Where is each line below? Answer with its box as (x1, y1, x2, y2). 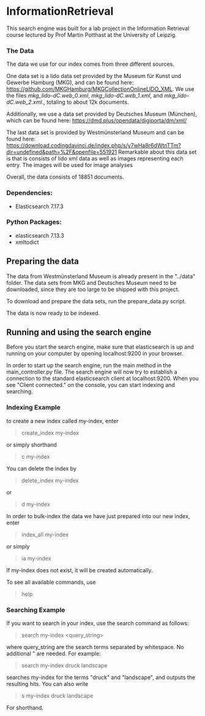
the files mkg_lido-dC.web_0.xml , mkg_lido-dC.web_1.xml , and (6, 92, 163, 99)
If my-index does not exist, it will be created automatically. (6, 566, 153, 574)
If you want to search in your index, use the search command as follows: (6, 620, 189, 627)
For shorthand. (6, 704, 44, 712)
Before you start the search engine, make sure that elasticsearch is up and (6, 343, 194, 351)
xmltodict (15, 238, 39, 246)
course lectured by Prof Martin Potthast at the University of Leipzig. (6, 31, 177, 38)
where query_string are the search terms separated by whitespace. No (6, 644, 184, 651)
